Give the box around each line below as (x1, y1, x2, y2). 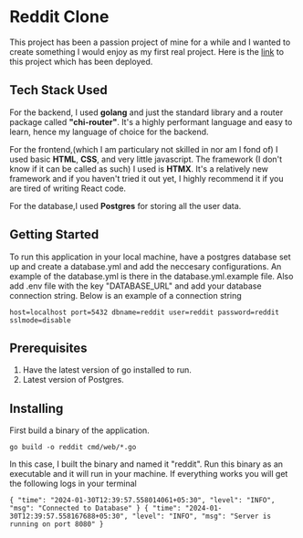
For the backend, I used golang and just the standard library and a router (9, 107, 284, 118)
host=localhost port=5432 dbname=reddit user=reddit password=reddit (9, 308, 280, 317)
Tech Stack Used (9, 82, 108, 98)
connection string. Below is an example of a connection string (9, 290, 242, 301)
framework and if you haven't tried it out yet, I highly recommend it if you (9, 173, 284, 184)
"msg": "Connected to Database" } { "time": (9, 504, 182, 513)
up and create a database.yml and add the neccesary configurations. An (9, 260, 282, 271)
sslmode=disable (9, 315, 71, 325)
